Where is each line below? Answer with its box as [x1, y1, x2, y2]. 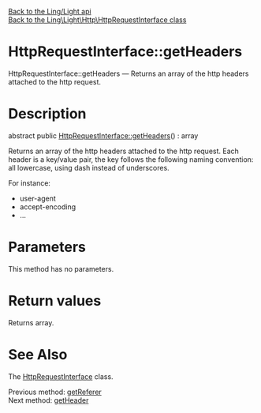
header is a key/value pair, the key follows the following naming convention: [8, 154, 254, 164]
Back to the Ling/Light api [8, 7, 92, 16]
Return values [8, 292, 102, 310]
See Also [8, 345, 68, 363]
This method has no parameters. [8, 264, 114, 273]
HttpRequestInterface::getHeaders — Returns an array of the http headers [8, 69, 249, 78]
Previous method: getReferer [8, 387, 103, 396]
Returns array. [8, 317, 54, 327]
